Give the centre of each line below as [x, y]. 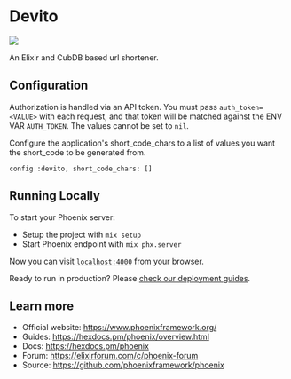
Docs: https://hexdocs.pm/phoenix [85, 346]
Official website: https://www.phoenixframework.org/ [119, 328]
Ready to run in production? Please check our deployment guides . [130, 278]
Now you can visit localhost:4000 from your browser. [106, 261]
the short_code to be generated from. [78, 152]
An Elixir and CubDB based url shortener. [84, 57]
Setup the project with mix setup [82, 234]
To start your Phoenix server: [62, 217]
